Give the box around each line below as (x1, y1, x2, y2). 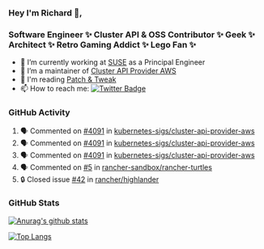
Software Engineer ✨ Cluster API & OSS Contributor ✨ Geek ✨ (8, 28, 255, 40)
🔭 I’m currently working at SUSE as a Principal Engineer (19, 57, 206, 67)
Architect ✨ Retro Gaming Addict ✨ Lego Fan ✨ (8, 39, 197, 50)
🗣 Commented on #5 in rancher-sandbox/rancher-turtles (19, 162, 213, 172)
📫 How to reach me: (19, 84, 90, 94)
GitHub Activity (8, 107, 70, 118)
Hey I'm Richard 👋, (8, 7, 83, 19)
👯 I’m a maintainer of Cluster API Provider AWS (19, 66, 177, 76)
